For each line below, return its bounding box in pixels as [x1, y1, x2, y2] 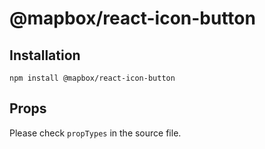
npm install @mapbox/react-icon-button [9, 73, 176, 83]
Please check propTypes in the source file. [9, 127, 182, 139]
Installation [9, 47, 81, 64]
